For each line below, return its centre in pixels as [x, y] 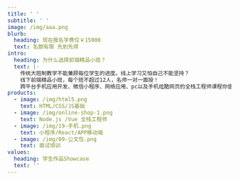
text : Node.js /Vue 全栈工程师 [64, 119]
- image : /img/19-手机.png [53, 126]
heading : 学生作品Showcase [52, 159]
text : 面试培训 [41, 146]
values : [19, 152]
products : [22, 93]
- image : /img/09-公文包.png [55, 139]
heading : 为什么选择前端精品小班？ [60, 60]
